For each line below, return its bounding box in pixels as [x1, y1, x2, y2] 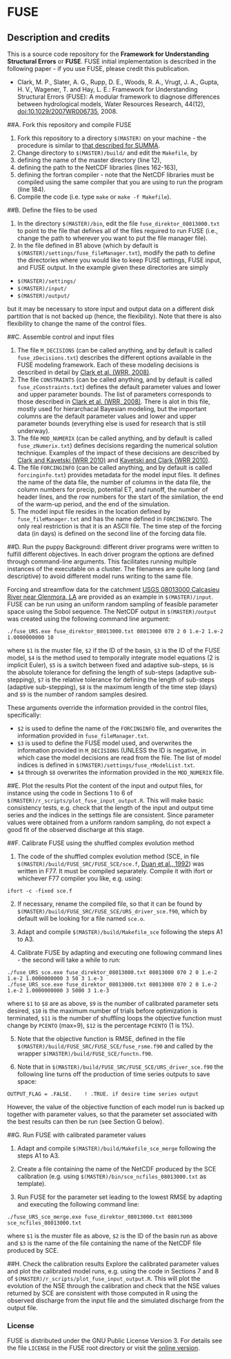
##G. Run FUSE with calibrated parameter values [7, 1131, 146, 1139]
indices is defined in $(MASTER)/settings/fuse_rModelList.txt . [17, 761, 195, 769]
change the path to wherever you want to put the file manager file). [17, 234, 208, 242]
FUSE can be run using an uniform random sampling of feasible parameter [7, 600, 219, 608]
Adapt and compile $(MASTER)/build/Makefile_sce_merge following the [17, 1144, 216, 1152]
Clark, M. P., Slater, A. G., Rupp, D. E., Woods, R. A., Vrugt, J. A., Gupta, [17, 78, 219, 86]
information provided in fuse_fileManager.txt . [17, 732, 149, 740]
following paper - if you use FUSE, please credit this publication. [7, 65, 190, 72]
